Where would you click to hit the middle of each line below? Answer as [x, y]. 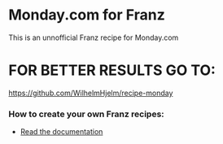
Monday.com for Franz [87, 15]
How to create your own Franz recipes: [86, 114]
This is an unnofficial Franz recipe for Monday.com [94, 37]
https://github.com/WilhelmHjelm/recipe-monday [91, 93]
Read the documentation [61, 132]
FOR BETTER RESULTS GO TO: [112, 70]
